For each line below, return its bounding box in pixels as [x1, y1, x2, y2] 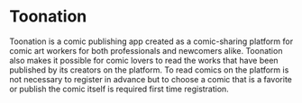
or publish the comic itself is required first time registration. [9, 83, 230, 94]
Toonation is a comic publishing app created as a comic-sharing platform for [9, 36, 294, 47]
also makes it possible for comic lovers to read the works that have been [9, 55, 279, 65]
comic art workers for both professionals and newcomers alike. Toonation [9, 45, 283, 56]
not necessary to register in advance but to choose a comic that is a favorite [9, 73, 293, 84]
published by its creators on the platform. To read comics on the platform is [9, 64, 289, 75]
